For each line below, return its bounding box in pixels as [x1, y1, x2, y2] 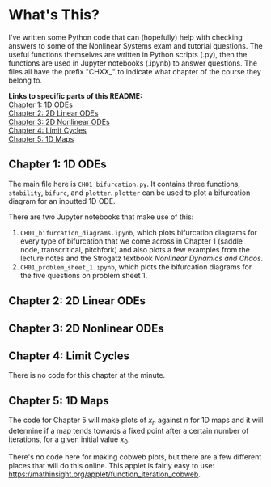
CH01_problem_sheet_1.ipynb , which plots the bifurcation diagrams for [19, 261, 252, 272]
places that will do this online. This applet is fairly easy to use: [8, 460, 215, 470]
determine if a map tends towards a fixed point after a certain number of [8, 426, 249, 435]
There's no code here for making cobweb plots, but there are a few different [8, 451, 262, 462]
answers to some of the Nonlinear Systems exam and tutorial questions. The [8, 40, 263, 50]
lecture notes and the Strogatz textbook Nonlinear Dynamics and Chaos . [19, 253, 264, 263]
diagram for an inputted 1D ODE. [8, 196, 116, 205]
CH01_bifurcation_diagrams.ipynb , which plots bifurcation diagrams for [19, 227, 257, 237]
